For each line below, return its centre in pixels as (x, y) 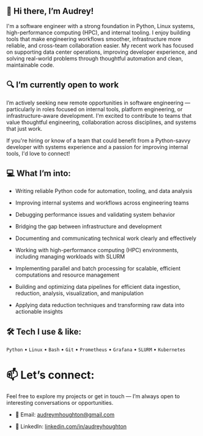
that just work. (24, 128)
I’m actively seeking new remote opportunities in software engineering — (98, 103)
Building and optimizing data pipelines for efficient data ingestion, (98, 287)
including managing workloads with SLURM (70, 256)
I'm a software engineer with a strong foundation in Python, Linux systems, (101, 26)
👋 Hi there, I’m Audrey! (50, 11)
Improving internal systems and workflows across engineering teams (102, 203)
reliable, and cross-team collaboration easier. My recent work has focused (100, 45)
